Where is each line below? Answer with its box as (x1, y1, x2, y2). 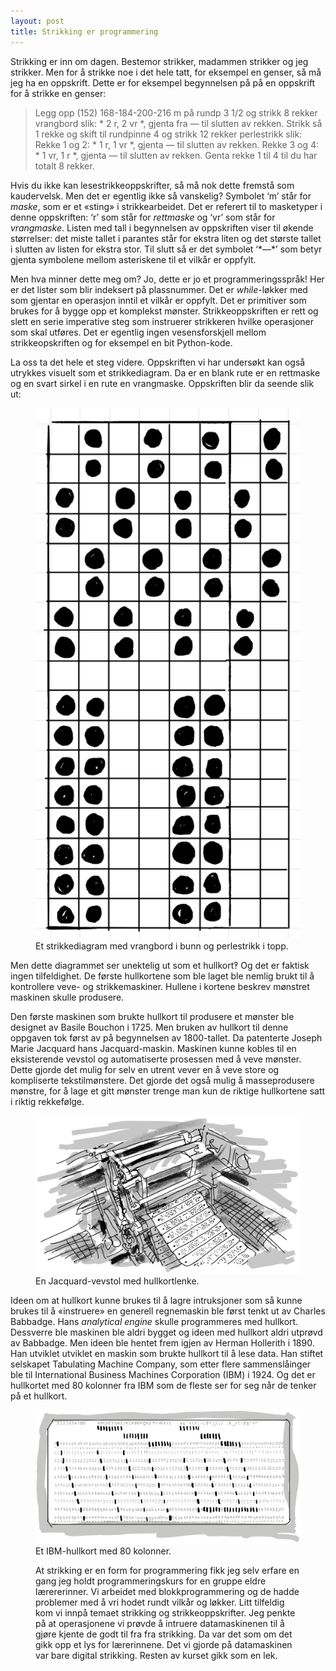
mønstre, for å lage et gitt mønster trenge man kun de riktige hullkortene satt (10, 1085, 326, 1097)
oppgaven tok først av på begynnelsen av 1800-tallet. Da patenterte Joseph (10, 1032, 323, 1044)
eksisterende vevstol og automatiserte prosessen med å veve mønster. (10, 1053, 302, 1065)
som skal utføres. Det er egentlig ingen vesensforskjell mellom (10, 326, 267, 338)
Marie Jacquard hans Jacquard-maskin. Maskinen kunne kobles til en (10, 1043, 297, 1055)
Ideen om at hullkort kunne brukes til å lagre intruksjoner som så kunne (10, 1294, 303, 1306)
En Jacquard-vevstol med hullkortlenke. (35, 1275, 200, 1287)
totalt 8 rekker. (34, 160, 95, 172)
